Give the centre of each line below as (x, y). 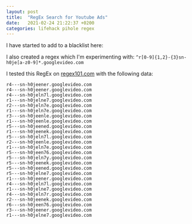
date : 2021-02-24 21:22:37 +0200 (50, 23)
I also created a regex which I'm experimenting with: (70, 57)
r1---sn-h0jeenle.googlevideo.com (49, 121)
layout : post (22, 12)
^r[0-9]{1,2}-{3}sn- (161, 57)
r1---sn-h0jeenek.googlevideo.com (49, 132)
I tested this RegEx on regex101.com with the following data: (80, 74)
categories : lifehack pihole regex (50, 28)
